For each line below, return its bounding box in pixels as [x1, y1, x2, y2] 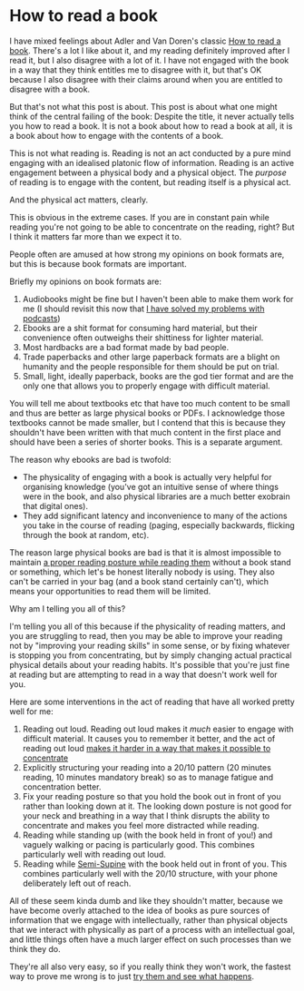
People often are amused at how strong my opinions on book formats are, [9, 249, 285, 260]
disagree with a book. [9, 83, 91, 94]
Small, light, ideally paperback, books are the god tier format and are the [22, 370, 294, 381]
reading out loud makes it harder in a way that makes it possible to [22, 742, 271, 753]
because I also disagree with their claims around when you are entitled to [9, 74, 283, 84]
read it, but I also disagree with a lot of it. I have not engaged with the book [9, 54, 289, 65]
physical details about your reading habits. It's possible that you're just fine [9, 659, 290, 670]
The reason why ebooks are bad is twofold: [9, 454, 172, 465]
